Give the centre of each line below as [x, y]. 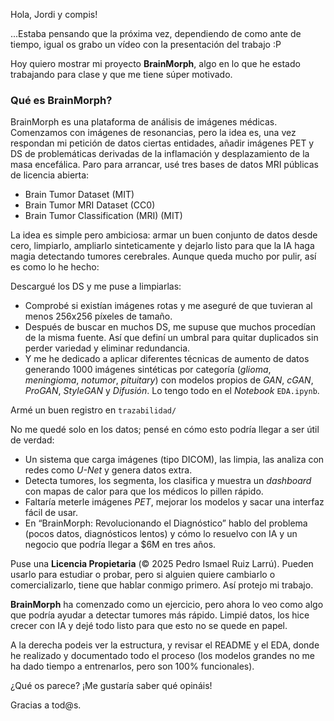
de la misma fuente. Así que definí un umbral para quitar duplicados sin [171, 338]
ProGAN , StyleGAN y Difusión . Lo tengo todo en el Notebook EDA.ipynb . [172, 391]
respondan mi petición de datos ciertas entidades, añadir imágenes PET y [162, 143]
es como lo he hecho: [55, 267]
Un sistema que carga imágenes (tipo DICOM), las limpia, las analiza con [174, 460]
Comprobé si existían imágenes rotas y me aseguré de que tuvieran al [168, 306]
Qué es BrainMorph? [61, 100]
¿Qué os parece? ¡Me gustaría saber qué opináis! [111, 686]
